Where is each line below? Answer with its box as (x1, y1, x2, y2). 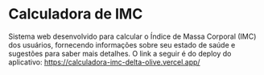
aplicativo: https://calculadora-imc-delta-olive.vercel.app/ (8, 57, 200, 67)
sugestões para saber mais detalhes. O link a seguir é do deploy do (8, 48, 232, 58)
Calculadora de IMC (8, 5, 143, 23)
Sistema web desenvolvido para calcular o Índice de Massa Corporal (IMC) (8, 31, 257, 41)
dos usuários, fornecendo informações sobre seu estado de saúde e (8, 40, 236, 49)
